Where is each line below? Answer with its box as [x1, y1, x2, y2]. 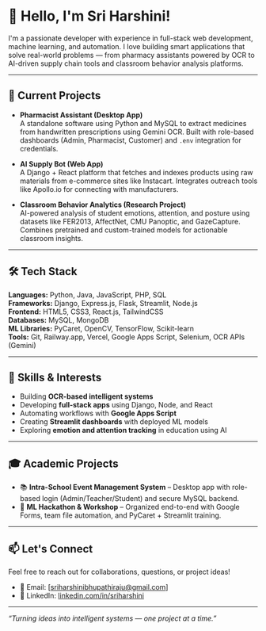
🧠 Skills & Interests [8, 370, 102, 384]
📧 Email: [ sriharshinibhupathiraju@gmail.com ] [19, 583, 169, 591]
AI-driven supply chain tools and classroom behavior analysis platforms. [8, 59, 244, 68]
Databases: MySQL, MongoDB [8, 315, 109, 324]
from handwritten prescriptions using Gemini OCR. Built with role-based [19, 127, 255, 136]
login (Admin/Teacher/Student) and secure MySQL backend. [42, 494, 240, 503]
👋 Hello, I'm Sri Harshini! [8, 7, 171, 25]
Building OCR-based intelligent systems [19, 392, 154, 401]
